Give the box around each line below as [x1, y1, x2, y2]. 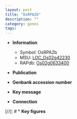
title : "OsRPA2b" [5, 12, 41, 17]
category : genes [5, 21, 39, 26]
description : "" [5, 16, 39, 21]
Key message [12, 89, 41, 95]
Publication [12, 69, 37, 75]
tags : [5, 26, 16, 31]
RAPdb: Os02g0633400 [19, 60, 70, 66]
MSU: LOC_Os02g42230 [19, 54, 71, 60]
